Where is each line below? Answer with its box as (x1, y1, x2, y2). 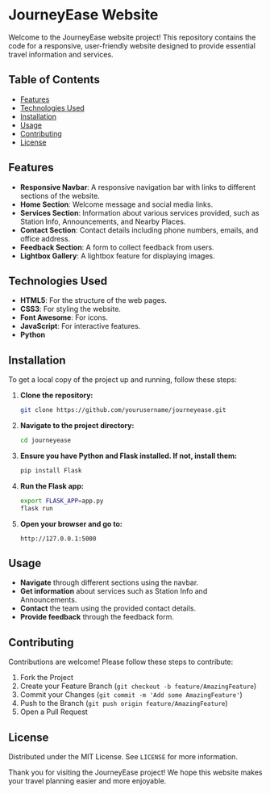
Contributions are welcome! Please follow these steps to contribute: (8, 657, 234, 667)
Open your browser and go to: (19, 519, 123, 528)
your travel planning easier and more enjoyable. (8, 776, 167, 785)
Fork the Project (19, 673, 74, 683)
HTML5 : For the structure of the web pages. (19, 296, 168, 305)
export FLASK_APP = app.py (19, 497, 104, 505)
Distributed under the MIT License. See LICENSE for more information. (8, 752, 238, 761)
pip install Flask (19, 466, 82, 474)
